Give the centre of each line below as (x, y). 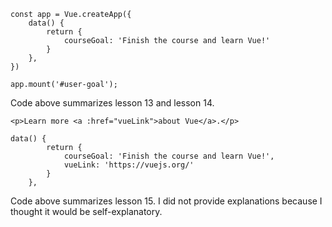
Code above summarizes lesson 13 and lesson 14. (112, 103)
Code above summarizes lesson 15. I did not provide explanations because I (166, 201)
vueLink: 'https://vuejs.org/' (129, 165)
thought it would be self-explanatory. (86, 211)
